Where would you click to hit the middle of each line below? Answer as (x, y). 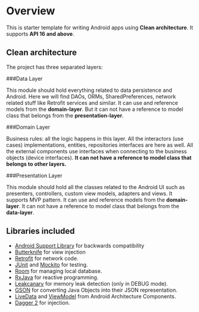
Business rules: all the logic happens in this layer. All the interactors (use (95, 138)
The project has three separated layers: (55, 67)
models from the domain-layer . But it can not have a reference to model (95, 109)
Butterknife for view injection (50, 252)
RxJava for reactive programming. (57, 277)
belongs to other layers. (36, 164)
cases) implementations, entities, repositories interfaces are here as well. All (100, 145)
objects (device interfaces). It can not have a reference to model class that (99, 157)
